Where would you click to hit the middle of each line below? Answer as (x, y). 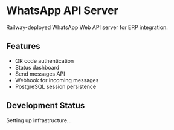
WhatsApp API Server (63, 11)
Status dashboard (37, 67)
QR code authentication (44, 60)
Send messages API (40, 74)
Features (23, 46)
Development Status (46, 106)
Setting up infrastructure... (39, 120)
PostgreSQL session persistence (56, 86)
